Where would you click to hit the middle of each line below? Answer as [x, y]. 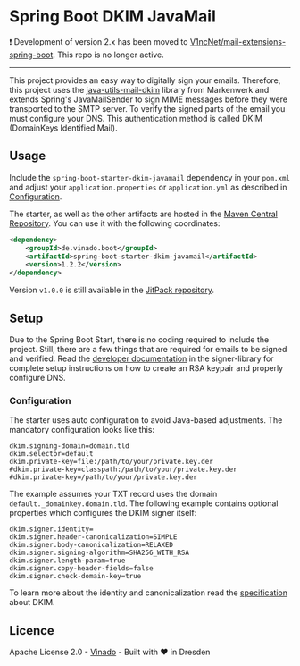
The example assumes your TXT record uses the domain [113, 494]
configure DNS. [37, 377]
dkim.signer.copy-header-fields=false [81, 569]
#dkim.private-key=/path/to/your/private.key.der [104, 477]
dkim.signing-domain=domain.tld [69, 446]
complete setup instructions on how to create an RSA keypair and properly [146, 367]
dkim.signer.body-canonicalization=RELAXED [92, 545]
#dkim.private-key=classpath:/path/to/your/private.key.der [124, 470]
